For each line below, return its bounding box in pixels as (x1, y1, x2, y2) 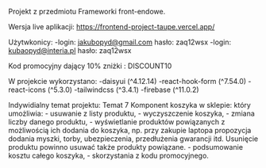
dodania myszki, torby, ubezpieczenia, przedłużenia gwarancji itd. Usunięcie (8, 134, 259, 143)
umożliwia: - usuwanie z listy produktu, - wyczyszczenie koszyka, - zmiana (8, 109, 256, 118)
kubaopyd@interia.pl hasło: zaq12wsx (8, 46, 132, 55)
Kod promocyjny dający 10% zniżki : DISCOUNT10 (8, 61, 172, 71)
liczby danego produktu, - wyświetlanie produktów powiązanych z (8, 117, 226, 126)
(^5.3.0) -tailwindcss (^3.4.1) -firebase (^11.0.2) (47, 85, 200, 94)
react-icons (8, 85, 46, 94)
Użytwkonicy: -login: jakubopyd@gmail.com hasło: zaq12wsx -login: (8, 37, 232, 47)
